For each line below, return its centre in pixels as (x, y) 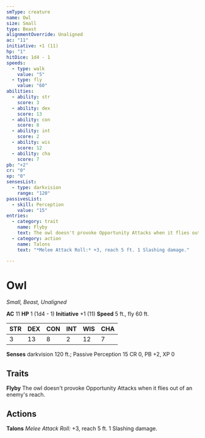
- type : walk (28, 69)
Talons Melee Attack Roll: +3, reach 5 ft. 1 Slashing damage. (82, 428)
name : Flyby (32, 227)
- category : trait (35, 222)
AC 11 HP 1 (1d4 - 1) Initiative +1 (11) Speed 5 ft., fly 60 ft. (78, 314)
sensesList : (21, 182)
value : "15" (32, 210)
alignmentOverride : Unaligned (45, 35)
